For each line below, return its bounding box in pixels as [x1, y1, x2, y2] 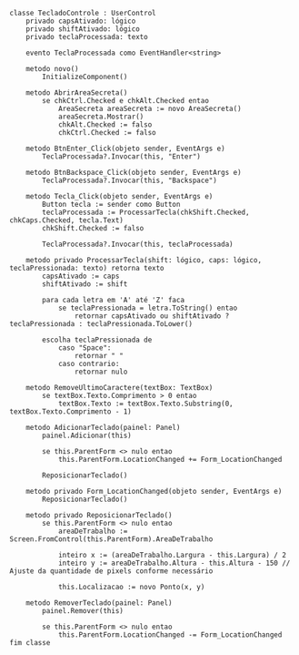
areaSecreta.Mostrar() [57, 112, 145, 121]
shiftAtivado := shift [42, 280, 128, 289]
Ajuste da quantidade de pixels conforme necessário [9, 567, 214, 576]
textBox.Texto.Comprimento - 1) [9, 407, 132, 416]
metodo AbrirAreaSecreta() [25, 88, 128, 97]
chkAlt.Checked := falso [57, 120, 153, 129]
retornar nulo [74, 367, 128, 376]
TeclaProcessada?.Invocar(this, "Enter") [42, 152, 202, 161]
